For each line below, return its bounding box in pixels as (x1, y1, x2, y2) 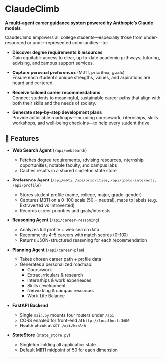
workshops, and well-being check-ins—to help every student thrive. (12, 120, 151, 126)
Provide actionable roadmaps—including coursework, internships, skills (12, 114, 158, 120)
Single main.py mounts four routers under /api (19, 312, 115, 318)
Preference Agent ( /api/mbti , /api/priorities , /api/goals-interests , (12, 177, 156, 183)
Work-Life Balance (27, 292, 65, 299)
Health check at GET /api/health (19, 322, 86, 328)
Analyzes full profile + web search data (19, 226, 100, 232)
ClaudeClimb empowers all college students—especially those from (5, 35, 143, 40)
